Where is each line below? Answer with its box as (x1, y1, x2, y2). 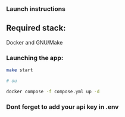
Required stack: (6, 23, 67, 33)
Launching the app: (6, 53, 64, 62)
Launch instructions (6, 5, 65, 13)
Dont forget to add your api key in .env (6, 103, 119, 111)
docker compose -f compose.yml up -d (6, 88, 100, 94)
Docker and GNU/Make (6, 39, 63, 46)
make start (6, 67, 33, 73)
